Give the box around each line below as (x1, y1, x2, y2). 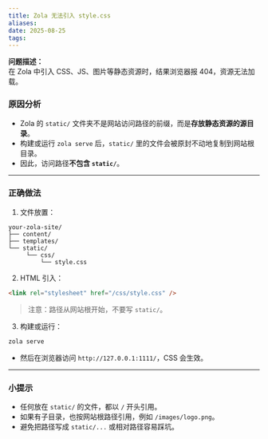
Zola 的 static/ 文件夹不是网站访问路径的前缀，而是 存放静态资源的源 (19, 118, 247, 128)
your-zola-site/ (8, 223, 62, 231)
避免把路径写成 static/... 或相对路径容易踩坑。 (19, 421, 179, 431)
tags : (8, 34, 26, 42)
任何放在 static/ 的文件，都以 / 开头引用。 (19, 401, 162, 411)
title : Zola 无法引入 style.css (8, 11, 112, 20)
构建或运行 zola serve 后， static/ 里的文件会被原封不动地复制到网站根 (19, 138, 255, 148)
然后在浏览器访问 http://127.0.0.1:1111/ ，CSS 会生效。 (19, 353, 208, 362)
